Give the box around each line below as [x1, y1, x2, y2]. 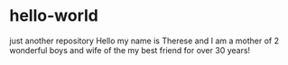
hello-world [9, 5, 99, 26]
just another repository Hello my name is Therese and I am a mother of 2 [9, 35, 280, 46]
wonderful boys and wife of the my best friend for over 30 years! [9, 44, 251, 55]
